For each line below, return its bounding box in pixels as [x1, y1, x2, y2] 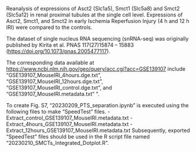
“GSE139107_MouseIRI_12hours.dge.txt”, [6, 78, 104, 85]
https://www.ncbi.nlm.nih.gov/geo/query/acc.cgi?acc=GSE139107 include [6, 65, 185, 72]
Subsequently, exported [131, 127, 191, 134]
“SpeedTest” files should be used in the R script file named [6, 133, 150, 140]
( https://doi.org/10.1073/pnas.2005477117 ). [6, 48, 111, 55]
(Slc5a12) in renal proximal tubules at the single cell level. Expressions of [6, 11, 183, 18]
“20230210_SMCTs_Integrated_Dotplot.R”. [6, 140, 109, 146]
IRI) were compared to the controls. [6, 24, 93, 31]
